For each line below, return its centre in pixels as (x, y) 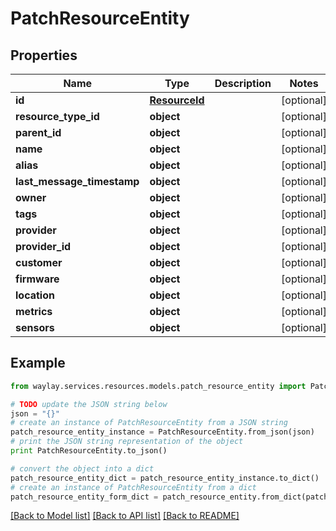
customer (39, 262)
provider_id (43, 246)
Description (243, 83)
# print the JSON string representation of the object (127, 442)
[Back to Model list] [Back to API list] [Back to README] (125, 516)
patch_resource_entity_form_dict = (84, 497)
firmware (37, 279)
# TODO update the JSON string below (89, 404)
